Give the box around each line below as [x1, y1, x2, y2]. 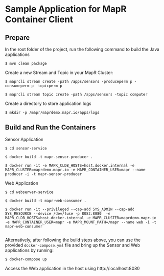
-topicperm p [36, 83, 63, 88]
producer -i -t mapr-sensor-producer [5, 172, 82, 176]
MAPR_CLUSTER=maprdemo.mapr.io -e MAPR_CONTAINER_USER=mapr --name [5, 167, 146, 172]
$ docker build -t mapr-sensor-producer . [5, 154, 93, 159]
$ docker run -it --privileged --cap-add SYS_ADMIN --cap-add [5, 207, 135, 212]
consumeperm [5, 83, 29, 88]
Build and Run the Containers [5, 124, 96, 132]
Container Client [5, 14, 73, 25]
